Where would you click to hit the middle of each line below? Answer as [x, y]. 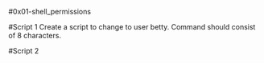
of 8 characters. [35, 35]
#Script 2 [24, 51]
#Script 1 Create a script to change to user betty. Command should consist [132, 27]
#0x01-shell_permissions [49, 12]
